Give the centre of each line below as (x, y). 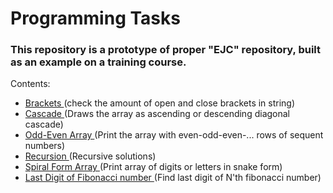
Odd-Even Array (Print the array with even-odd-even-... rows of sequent (174, 135)
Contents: (30, 84)
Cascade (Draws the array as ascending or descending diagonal (157, 114)
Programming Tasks (95, 18)
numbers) (45, 146)
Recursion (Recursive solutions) (90, 156)
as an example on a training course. (98, 62)
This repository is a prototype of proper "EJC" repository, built (165, 50)
